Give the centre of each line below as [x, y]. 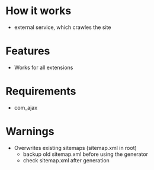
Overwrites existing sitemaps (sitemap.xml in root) [75, 148]
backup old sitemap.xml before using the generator [86, 154]
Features [28, 51]
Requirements [41, 91]
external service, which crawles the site [62, 27]
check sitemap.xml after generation [66, 160]
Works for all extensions [44, 67]
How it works [38, 11]
